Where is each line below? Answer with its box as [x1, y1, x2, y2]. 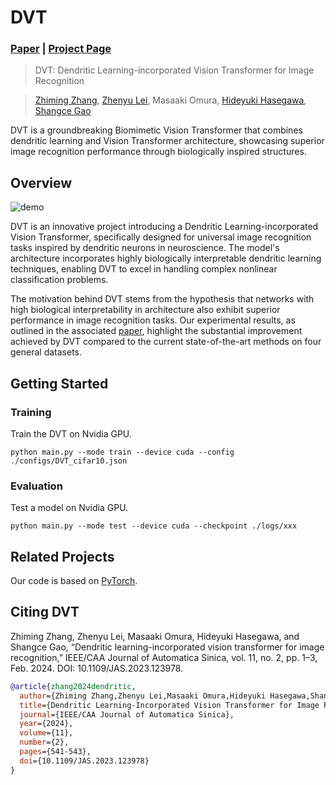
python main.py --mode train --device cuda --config [10, 447, 235, 457]
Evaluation [10, 479, 63, 493]
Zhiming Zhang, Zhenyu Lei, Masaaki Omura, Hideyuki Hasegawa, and [10, 630, 300, 642]
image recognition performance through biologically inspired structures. [10, 146, 307, 158]
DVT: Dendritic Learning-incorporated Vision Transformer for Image [34, 64, 315, 76]
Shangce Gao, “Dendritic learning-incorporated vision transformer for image [10, 641, 325, 653]
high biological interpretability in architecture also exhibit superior [10, 304, 281, 316]
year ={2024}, [19, 719, 74, 729]
